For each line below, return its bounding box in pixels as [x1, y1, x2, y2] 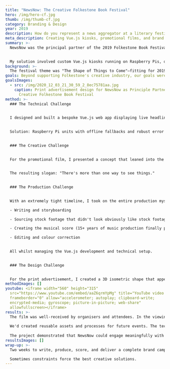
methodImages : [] [5, 281, 42, 286]
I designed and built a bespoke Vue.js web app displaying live [10, 115, 148, 121]
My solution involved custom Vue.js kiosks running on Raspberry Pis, [10, 59, 162, 64]
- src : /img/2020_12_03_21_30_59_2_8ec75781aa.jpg [10, 83, 119, 88]
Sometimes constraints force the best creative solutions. [10, 356, 137, 361]
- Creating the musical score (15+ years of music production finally [10, 226, 162, 231]
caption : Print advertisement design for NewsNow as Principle [14, 87, 151, 92]
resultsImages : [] [5, 338, 44, 343]
